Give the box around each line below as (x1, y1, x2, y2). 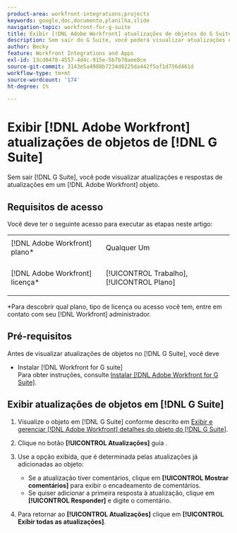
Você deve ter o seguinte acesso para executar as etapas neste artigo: (7, 220, 213, 228)
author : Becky (7, 43, 49, 50)
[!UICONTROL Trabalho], (105, 268, 188, 278)
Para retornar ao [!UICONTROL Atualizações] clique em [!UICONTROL (17, 510, 224, 518)
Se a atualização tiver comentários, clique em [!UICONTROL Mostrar (28, 474, 229, 482)
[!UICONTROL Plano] (105, 277, 176, 287)
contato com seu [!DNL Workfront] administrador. (7, 310, 152, 319)
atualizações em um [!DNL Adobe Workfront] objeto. (7, 180, 160, 189)
